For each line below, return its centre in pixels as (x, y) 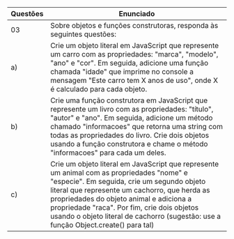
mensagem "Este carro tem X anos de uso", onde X (134, 80)
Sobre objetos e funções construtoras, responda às (134, 25)
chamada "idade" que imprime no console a (122, 71)
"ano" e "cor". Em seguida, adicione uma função (129, 63)
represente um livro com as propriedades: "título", (132, 109)
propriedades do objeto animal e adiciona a (121, 199)
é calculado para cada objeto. (99, 89)
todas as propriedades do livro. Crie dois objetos (130, 135)
